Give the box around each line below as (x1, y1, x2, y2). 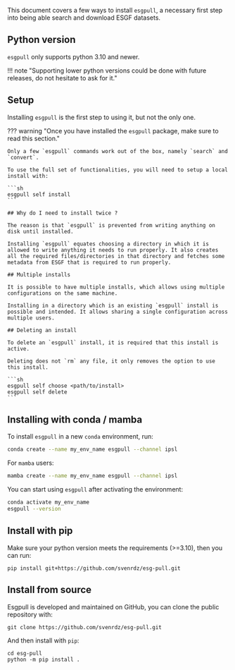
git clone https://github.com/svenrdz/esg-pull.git (7, 623, 162, 631)
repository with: (7, 610, 53, 619)
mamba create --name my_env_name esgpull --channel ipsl (7, 473, 178, 480)
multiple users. (7, 314, 55, 322)
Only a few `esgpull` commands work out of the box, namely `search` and (7, 147, 229, 154)
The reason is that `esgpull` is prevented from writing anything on (7, 221, 216, 229)
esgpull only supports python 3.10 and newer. (7, 52, 140, 61)
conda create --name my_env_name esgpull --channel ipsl (7, 446, 178, 453)
